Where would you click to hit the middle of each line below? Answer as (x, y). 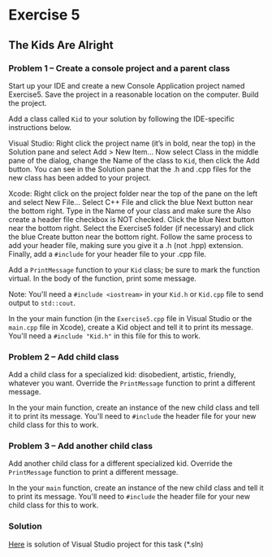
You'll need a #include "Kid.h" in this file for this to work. (105, 336)
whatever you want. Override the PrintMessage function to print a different (132, 383)
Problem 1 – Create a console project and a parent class (119, 68)
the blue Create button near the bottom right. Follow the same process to (130, 237)
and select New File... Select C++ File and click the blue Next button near (131, 202)
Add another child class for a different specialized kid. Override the (121, 463)
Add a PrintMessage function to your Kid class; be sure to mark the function (134, 269)
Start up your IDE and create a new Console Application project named (127, 85)
